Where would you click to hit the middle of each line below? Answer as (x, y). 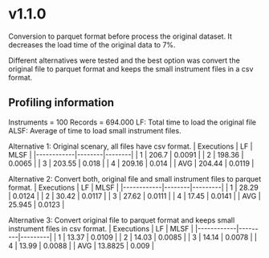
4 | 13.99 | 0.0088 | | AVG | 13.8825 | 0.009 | (82, 245)
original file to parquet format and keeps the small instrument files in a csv (131, 68)
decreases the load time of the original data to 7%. (92, 44)
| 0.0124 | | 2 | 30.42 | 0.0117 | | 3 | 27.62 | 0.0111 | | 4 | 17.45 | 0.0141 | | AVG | (134, 196)
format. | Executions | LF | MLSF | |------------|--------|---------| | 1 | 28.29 (133, 187)
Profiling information (61, 102)
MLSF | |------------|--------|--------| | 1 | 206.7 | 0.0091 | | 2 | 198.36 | (126, 154)
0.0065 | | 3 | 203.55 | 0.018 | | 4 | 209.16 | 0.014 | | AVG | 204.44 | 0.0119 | (131, 163)
